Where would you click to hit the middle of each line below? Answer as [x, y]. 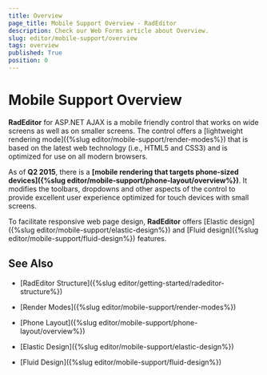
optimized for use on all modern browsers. [78, 156]
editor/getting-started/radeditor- [171, 283]
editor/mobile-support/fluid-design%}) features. [88, 238]
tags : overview [34, 46]
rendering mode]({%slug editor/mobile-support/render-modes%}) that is [128, 139]
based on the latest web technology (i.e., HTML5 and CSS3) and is [118, 147]
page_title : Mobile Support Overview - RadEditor [93, 23]
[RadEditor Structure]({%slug [68, 283]
